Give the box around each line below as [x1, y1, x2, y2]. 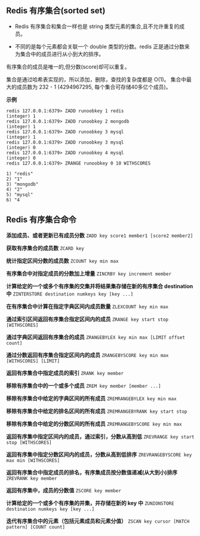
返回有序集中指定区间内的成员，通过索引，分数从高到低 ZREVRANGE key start [6, 433, 195, 440]
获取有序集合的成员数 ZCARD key [6, 244, 85, 251]
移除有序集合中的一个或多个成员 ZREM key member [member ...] [6, 382, 161, 389]
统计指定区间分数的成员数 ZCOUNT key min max [6, 257, 119, 264]
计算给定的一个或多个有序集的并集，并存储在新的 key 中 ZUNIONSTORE [6, 499, 174, 507]
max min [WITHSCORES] [6, 457, 60, 464]
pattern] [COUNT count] [6, 524, 66, 530]
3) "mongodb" [6, 181, 39, 187]
